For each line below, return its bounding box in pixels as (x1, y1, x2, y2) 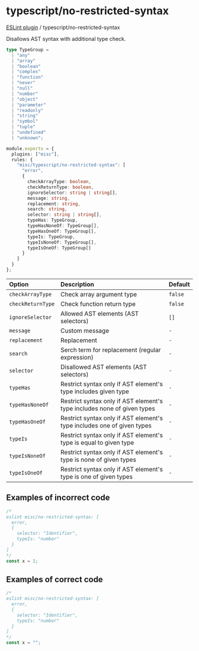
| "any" (11, 52, 31, 58)
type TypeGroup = (6, 46, 49, 53)
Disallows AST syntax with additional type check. (6, 35, 126, 42)
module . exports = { (6, 145, 54, 152)
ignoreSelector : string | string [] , (27, 190, 118, 196)
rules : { (11, 157, 33, 162)
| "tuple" (11, 124, 36, 130)
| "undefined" (11, 129, 46, 136)
